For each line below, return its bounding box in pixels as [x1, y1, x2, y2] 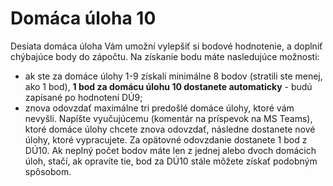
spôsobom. [24, 165, 72, 177]
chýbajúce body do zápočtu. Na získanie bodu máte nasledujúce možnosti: [10, 50, 320, 62]
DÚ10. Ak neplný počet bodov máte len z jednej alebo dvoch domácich [24, 144, 317, 156]
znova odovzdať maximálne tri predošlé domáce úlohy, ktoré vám [24, 102, 295, 114]
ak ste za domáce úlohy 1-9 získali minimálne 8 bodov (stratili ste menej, [24, 70, 323, 82]
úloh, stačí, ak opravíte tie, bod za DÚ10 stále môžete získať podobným [24, 155, 318, 167]
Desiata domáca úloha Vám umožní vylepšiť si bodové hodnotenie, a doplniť [10, 40, 323, 52]
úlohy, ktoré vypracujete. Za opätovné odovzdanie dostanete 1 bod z [24, 133, 308, 146]
